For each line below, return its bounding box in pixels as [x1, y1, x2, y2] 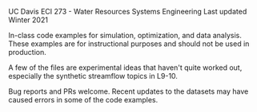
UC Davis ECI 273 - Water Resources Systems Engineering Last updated [8, 7, 247, 16]
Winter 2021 [8, 15, 48, 25]
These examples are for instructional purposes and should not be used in [8, 39, 250, 48]
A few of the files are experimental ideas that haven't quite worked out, [8, 63, 243, 72]
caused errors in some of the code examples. [8, 95, 159, 104]
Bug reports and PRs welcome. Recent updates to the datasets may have [8, 87, 249, 96]
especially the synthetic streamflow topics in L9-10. [8, 71, 179, 80]
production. [8, 48, 46, 56]
